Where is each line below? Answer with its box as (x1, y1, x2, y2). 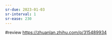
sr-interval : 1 (5, 12, 36, 17)
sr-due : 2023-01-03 (5, 7, 45, 12)
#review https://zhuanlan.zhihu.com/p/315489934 (5, 30, 107, 36)
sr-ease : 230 (5, 16, 32, 21)
